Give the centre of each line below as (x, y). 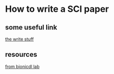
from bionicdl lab (22, 66)
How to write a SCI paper (57, 9)
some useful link (31, 27)
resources (21, 55)
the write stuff (19, 39)
